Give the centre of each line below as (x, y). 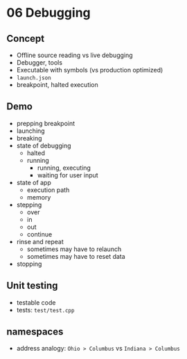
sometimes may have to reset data (76, 256)
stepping (29, 205)
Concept (26, 39)
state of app (34, 182)
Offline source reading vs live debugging (74, 55)
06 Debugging (48, 13)
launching (31, 131)
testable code (36, 302)
